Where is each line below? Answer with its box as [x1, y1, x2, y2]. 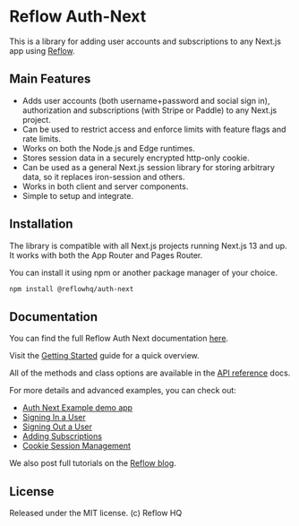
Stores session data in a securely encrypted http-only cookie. [21, 152, 250, 163]
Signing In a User [21, 412, 87, 423]
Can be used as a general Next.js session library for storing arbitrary [21, 161, 276, 172]
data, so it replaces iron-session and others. [21, 171, 185, 182]
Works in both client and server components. [21, 181, 189, 192]
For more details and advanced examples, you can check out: [9, 385, 237, 396]
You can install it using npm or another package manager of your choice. [9, 267, 278, 278]
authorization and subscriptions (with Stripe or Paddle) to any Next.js [21, 105, 278, 116]
